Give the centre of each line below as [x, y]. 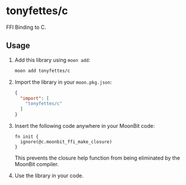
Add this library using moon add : [53, 60]
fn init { [27, 137]
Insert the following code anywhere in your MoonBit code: [84, 126]
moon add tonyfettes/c [42, 71]
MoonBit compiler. [37, 164]
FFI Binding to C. [26, 27]
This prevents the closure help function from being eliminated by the [97, 158]
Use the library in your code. [49, 176]
